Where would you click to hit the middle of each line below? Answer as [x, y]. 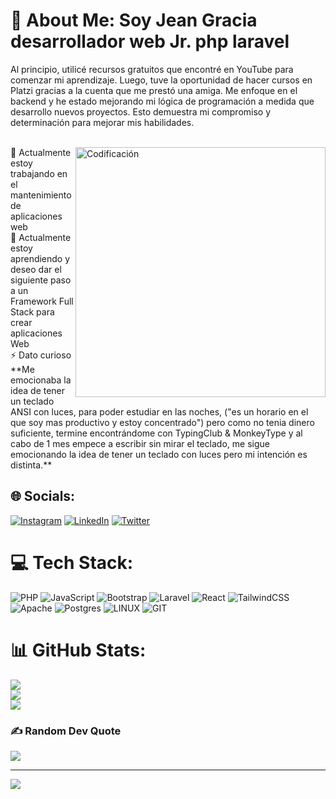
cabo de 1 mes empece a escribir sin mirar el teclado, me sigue [140, 443]
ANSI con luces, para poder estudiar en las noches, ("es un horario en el [159, 411]
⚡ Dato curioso [41, 355]
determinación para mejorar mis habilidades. [102, 122]
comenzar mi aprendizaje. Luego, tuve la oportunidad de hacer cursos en [161, 80]
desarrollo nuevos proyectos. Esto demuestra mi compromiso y [141, 111]
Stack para [32, 311]
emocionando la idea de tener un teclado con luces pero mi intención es [159, 454]
